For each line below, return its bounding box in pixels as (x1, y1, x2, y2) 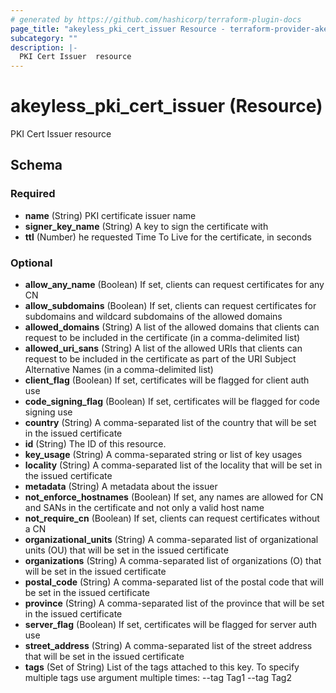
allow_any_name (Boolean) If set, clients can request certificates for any (24, 279, 325, 291)
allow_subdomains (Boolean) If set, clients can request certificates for (24, 300, 317, 312)
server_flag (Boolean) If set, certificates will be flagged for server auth (24, 619, 317, 631)
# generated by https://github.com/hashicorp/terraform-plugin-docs (10, 14, 302, 25)
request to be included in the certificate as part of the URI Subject (24, 353, 297, 365)
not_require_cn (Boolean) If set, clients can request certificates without (24, 512, 320, 525)
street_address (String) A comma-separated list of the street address (24, 640, 313, 652)
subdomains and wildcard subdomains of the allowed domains (24, 311, 283, 323)
